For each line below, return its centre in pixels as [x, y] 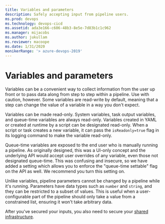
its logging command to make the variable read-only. [59, 135]
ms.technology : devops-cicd [34, 23]
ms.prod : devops [22, 19]
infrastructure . [20, 217]
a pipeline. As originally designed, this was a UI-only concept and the [75, 150]
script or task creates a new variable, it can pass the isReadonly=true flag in [82, 130]
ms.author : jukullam [26, 38]
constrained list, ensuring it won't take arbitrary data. [59, 202]
